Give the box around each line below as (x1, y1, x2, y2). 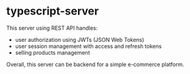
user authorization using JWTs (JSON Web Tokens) (15, 36, 144, 43)
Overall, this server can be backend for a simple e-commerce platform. (6, 61, 185, 68)
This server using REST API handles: (6, 24, 98, 32)
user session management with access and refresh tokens (15, 42, 162, 50)
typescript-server (6, 4, 99, 18)
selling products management (15, 49, 90, 56)
